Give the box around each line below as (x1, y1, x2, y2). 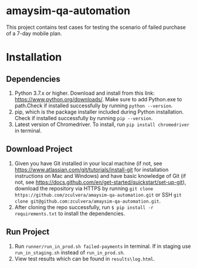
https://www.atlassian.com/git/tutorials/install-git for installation (14, 166, 169, 173)
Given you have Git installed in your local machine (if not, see (14, 160, 162, 167)
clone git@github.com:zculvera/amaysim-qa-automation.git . (14, 197, 161, 204)
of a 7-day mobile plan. (6, 29, 62, 37)
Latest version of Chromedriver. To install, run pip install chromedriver (14, 121, 190, 128)
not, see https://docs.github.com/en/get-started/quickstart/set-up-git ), (14, 178, 186, 186)
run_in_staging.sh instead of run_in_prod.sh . (14, 249, 125, 256)
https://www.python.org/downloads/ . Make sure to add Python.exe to (14, 95, 182, 102)
